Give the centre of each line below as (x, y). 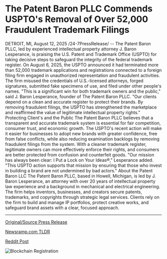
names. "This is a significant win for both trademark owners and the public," (83, 91)
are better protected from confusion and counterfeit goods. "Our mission (80, 154)
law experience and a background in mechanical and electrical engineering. (83, 186)
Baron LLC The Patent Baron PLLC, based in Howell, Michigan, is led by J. (81, 176)
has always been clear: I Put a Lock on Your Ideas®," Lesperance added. (79, 160)
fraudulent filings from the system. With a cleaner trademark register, (76, 144)
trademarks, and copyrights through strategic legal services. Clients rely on (83, 197)
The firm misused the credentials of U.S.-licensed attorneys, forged (74, 81)
